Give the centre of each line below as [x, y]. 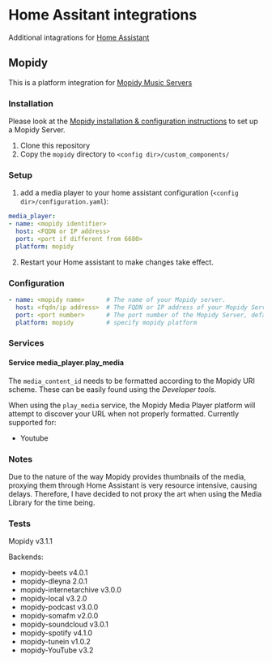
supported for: [32, 422]
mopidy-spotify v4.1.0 [56, 633]
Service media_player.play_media [66, 363]
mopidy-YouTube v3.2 [57, 650]
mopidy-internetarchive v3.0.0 [70, 590]
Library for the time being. [52, 502]
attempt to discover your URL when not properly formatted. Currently [124, 413]
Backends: [26, 557]
